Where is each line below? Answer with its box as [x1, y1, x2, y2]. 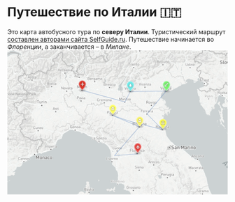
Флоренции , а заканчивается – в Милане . [7, 42, 131, 51]
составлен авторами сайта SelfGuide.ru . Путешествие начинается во [7, 35, 215, 43]
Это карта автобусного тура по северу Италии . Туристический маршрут [7, 27, 226, 36]
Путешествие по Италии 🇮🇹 [7, 4, 182, 20]
